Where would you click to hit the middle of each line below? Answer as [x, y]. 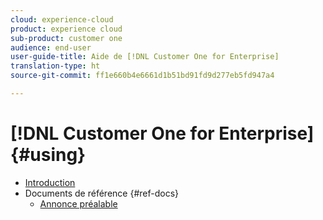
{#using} [48, 155]
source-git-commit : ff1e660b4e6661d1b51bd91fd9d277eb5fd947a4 [142, 76]
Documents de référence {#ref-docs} [101, 193]
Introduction [50, 182]
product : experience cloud [66, 29]
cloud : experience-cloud [62, 19]
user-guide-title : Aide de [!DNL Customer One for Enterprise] [145, 57]
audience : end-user [51, 47]
